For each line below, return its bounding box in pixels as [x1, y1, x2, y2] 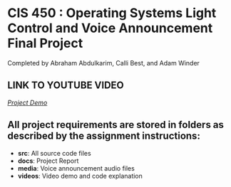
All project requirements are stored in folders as [7, 119, 225, 131]
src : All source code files [17, 149, 91, 157]
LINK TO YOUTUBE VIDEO [7, 80, 125, 92]
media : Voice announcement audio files [17, 164, 135, 172]
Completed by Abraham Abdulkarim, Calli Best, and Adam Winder [7, 58, 200, 67]
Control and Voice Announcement [7, 20, 213, 36]
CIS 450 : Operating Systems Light [7, 5, 217, 21]
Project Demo [7, 98, 48, 107]
